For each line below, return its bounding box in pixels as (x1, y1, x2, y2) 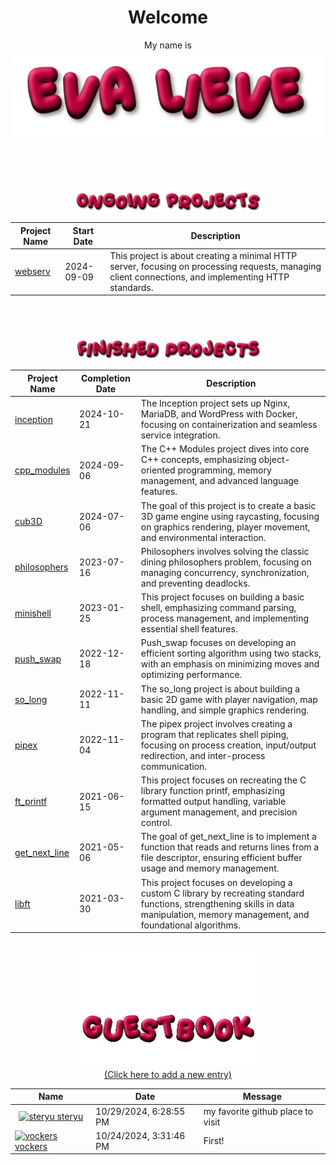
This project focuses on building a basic (140, 591, 305, 603)
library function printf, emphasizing (140, 785, 286, 797)
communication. (140, 760, 208, 772)
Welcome (128, 6, 208, 29)
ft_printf (14, 796, 48, 808)
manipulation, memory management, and (140, 908, 310, 920)
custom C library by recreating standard (140, 887, 305, 899)
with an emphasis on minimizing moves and (140, 658, 320, 670)
